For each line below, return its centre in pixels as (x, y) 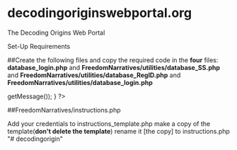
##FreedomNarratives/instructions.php (64, 110)
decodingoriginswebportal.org (100, 13)
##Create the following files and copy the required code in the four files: (113, 60)
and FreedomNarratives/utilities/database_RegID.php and (94, 75)
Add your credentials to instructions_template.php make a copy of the (109, 123)
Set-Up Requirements (39, 46)
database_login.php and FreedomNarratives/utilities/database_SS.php (114, 67)
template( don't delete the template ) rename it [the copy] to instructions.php (118, 131)
